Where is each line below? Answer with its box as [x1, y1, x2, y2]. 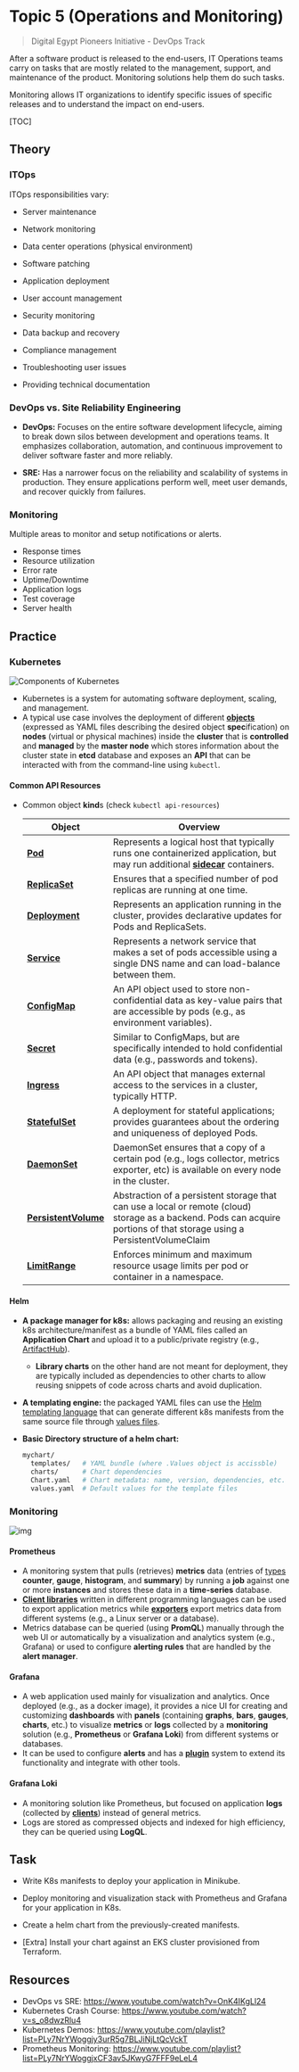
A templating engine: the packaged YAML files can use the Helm [21, 1398, 263, 1408]
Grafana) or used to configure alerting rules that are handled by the [21, 1641, 271, 1652]
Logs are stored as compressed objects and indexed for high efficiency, [21, 1817, 287, 1828]
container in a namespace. [112, 1271, 224, 1284]
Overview [177, 821, 221, 833]
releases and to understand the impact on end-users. [9, 98, 205, 109]
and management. [21, 702, 89, 713]
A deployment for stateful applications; [112, 1104, 275, 1117]
